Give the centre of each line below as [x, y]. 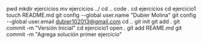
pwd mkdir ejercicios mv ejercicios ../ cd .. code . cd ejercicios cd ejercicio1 [101, 9]
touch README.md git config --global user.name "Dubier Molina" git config [101, 15]
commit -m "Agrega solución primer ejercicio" [64, 34]
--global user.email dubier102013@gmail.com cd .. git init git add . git [93, 21]
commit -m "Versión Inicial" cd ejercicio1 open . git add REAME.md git [94, 28]
